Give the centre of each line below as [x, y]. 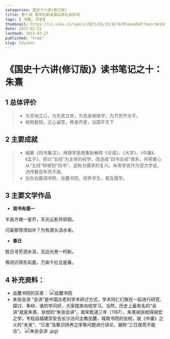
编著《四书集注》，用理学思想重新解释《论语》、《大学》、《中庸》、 [92, 153]
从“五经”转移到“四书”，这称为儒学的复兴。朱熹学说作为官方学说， [93, 165]
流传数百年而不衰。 [45, 172]
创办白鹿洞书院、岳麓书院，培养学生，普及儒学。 [76, 178]
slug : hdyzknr [20, 43]
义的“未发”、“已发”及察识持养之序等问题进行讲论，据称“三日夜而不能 [84, 325]
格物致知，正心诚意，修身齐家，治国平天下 [70, 122]
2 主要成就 [22, 140]
